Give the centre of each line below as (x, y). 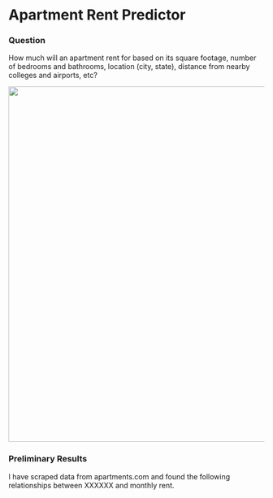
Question (27, 41)
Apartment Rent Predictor (97, 15)
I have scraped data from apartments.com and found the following (119, 476)
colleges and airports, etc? (53, 76)
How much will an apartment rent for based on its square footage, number (132, 58)
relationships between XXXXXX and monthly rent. (91, 485)
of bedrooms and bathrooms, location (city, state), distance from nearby (129, 67)
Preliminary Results (48, 459)
